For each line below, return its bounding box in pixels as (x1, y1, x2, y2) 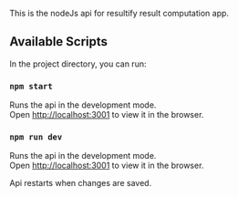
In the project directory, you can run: (9, 58, 147, 69)
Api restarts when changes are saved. (9, 178, 152, 189)
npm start (9, 81, 53, 91)
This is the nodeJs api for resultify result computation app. (9, 8, 230, 18)
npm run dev (9, 132, 63, 142)
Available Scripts (9, 34, 108, 49)
